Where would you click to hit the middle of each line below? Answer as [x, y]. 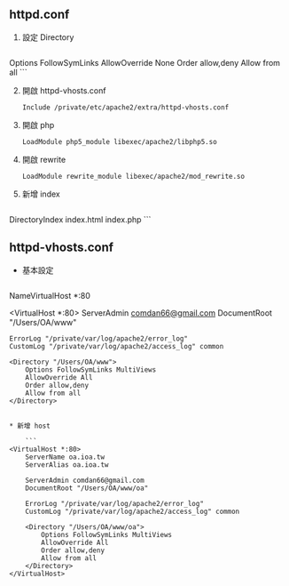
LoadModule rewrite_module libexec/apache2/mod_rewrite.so [133, 176]
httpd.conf [39, 15]
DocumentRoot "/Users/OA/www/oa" [87, 488]
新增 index [41, 194]
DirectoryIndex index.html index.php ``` [80, 219]
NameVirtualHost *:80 [50, 295]
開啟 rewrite [44, 159]
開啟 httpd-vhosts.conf [64, 90]
